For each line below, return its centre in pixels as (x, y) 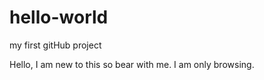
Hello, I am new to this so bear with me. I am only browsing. (132, 64)
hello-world (59, 17)
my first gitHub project (55, 45)
